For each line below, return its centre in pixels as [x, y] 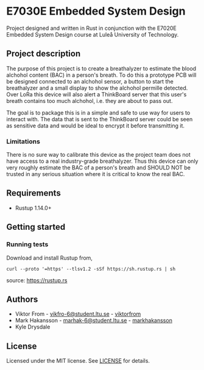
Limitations [23, 141]
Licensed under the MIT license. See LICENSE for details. [78, 361]
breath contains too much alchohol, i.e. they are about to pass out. [90, 101]
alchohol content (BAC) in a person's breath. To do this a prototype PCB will [101, 75]
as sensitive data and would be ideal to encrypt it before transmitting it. [95, 126]
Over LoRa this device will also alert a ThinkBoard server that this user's [97, 94]
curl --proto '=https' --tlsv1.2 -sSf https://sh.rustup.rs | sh [91, 269]
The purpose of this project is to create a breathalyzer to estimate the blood [101, 68]
